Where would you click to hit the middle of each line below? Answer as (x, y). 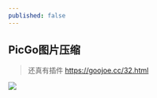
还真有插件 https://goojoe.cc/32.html (88, 71)
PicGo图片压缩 (45, 50)
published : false (37, 16)
